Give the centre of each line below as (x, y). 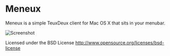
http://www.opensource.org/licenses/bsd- (120, 43)
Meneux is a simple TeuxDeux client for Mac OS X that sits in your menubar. (85, 23)
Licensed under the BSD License (40, 43)
